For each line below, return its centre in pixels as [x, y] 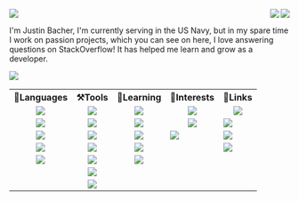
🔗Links [238, 97]
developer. [29, 59]
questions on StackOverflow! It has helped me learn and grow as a [131, 49]
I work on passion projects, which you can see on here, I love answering [141, 40]
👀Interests [193, 97]
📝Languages [41, 97]
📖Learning [139, 97]
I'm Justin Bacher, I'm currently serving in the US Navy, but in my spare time [149, 30]
